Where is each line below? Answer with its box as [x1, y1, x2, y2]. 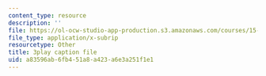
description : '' [8, 19, 62, 27]
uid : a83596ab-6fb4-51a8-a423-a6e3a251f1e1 [8, 56, 154, 64]
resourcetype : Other [8, 41, 77, 49]
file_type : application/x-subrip [8, 33, 119, 42]
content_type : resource [8, 11, 87, 20]
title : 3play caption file [8, 48, 97, 56]
